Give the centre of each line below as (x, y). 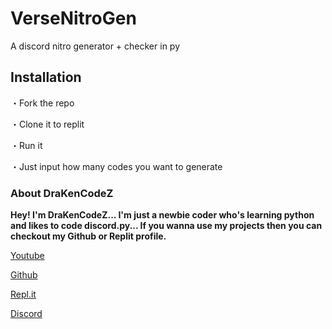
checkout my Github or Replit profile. (88, 236)
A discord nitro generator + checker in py (95, 46)
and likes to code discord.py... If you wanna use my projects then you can (166, 226)
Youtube (27, 256)
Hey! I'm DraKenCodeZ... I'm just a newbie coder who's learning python (162, 215)
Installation (46, 77)
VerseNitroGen (73, 18)
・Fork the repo (42, 103)
